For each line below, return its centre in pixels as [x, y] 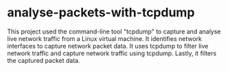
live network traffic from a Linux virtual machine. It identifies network [105, 38]
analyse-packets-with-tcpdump [101, 13]
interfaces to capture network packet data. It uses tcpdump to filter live [108, 46]
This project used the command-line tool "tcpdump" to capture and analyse [114, 31]
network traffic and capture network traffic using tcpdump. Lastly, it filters [112, 53]
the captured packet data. [44, 60]
